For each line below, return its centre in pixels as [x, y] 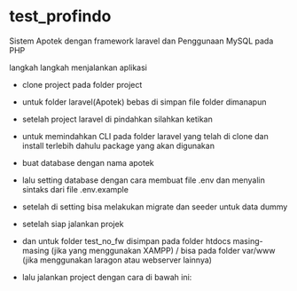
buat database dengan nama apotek [88, 162]
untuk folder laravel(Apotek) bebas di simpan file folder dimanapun [144, 102]
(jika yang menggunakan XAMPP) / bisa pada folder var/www [163, 250]
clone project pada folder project [82, 84]
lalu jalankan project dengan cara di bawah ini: [107, 277]
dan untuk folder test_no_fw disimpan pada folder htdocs [126, 240]
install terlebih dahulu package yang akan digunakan [118, 145]
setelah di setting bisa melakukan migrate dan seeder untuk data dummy [155, 207]
